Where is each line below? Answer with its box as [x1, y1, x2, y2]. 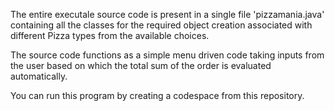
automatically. [10, 70, 68, 82]
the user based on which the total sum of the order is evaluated [10, 60, 272, 71]
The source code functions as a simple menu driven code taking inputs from [10, 49, 325, 61]
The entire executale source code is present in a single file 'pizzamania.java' [10, 9, 325, 20]
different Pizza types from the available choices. [10, 30, 210, 41]
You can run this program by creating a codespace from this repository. [10, 90, 305, 101]
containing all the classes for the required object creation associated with [10, 19, 313, 31]
